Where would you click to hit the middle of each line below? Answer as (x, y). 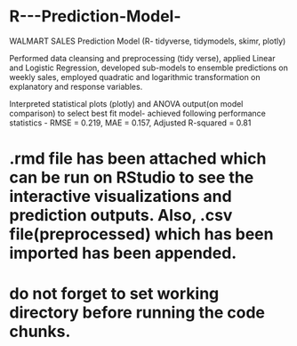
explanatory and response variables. (76, 86)
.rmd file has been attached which (138, 159)
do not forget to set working (114, 294)
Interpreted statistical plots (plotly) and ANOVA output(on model (126, 103)
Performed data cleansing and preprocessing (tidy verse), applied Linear (142, 58)
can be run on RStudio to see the (132, 177)
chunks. (40, 332)
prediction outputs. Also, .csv (121, 216)
